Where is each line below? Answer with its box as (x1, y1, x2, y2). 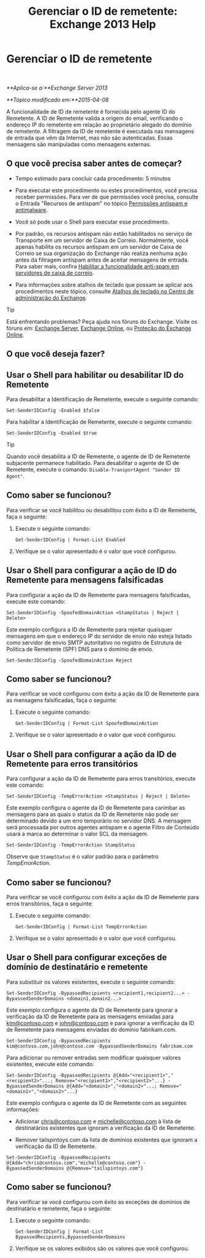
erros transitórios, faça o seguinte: (6, 900, 94, 907)
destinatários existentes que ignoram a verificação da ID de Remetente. (15, 1124, 196, 1131)
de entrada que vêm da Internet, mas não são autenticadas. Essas (6, 134, 173, 141)
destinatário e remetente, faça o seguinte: (6, 1205, 112, 1212)
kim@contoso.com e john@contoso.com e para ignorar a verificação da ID (6, 1019, 195, 1026)
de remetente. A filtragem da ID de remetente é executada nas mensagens (6, 127, 195, 135)
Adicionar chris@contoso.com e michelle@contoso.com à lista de (15, 1117, 182, 1125)
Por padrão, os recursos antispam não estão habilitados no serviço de (15, 230, 193, 237)
